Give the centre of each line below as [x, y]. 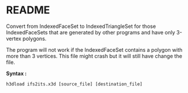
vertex [14, 38]
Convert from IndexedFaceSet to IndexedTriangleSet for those [81, 26]
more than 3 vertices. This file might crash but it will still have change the [94, 56]
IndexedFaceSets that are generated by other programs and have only [91, 32]
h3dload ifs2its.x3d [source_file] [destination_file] [74, 84]
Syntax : [16, 73]
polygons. [35, 38]
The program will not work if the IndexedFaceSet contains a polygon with [94, 49]
